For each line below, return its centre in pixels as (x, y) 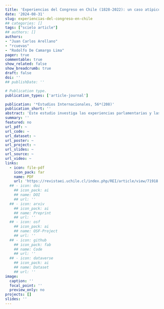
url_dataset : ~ (20, 136)
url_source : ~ (20, 154)
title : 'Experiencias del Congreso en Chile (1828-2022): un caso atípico (83, 10)
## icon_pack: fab (32, 245)
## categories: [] (24, 23)
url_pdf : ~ (16, 127)
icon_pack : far (29, 172)
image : (12, 276)
